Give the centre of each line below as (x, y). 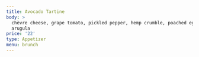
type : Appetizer (26, 39)
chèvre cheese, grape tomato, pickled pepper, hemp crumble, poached (99, 23)
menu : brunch (22, 45)
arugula (21, 28)
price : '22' (21, 34)
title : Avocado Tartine (36, 12)
